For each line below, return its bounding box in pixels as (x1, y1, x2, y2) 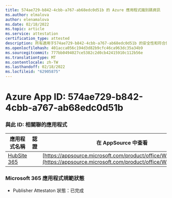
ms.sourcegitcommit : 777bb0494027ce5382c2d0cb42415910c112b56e (5, 50, 143, 55)
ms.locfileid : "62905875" (5, 69, 60, 75)
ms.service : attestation (5, 31, 58, 36)
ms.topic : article (5, 27, 45, 32)
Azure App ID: (5, 91, 66, 103)
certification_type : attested (5, 36, 70, 41)
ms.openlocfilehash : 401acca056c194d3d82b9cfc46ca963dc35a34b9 (5, 45, 143, 51)
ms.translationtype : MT (5, 55, 56, 60)
